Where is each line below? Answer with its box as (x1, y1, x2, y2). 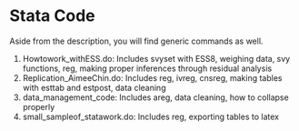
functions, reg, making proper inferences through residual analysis (22, 63, 273, 74)
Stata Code (9, 5, 95, 26)
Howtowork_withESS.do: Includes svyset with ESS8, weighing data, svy (22, 53, 291, 64)
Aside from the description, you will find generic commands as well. (9, 35, 264, 46)
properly (22, 101, 55, 112)
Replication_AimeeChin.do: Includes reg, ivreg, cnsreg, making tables (22, 72, 283, 83)
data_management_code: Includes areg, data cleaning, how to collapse (22, 92, 289, 103)
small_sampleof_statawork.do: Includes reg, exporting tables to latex (22, 111, 280, 122)
